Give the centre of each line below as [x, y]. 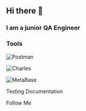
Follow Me [19, 103]
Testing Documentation [35, 91]
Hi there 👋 [25, 11]
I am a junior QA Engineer [43, 28]
